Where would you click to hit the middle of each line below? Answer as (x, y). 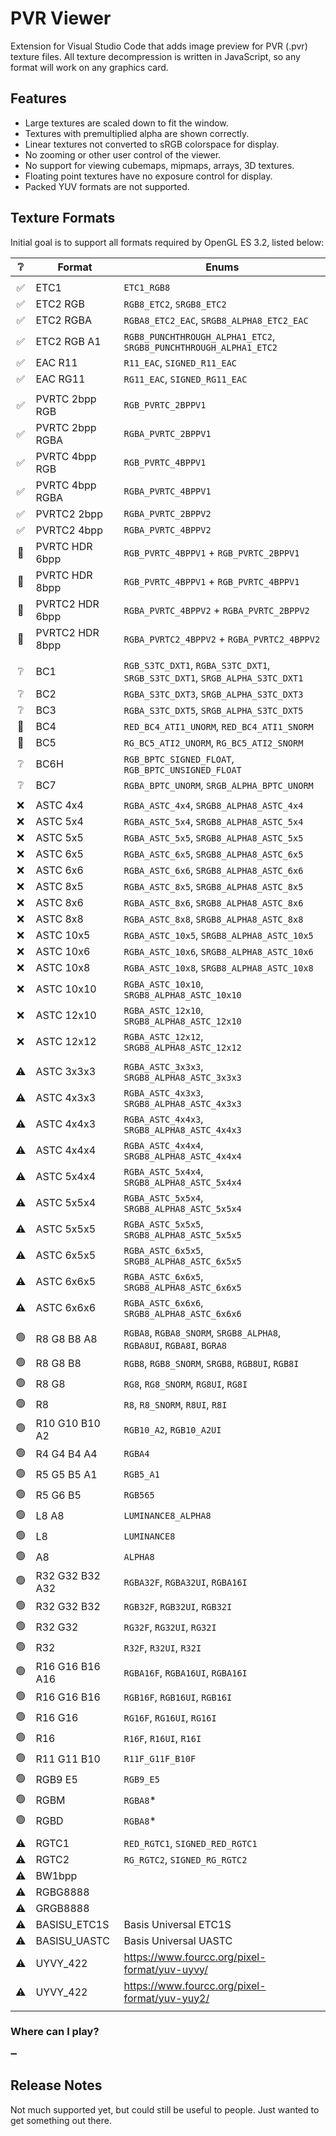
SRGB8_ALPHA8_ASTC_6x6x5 (182, 1287)
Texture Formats (63, 218)
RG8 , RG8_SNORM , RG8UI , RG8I (185, 1384)
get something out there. (61, 2120)
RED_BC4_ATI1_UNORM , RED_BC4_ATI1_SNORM (218, 726)
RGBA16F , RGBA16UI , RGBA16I (185, 1672)
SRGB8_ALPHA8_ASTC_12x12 (182, 1047)
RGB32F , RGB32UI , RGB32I (178, 1607)
